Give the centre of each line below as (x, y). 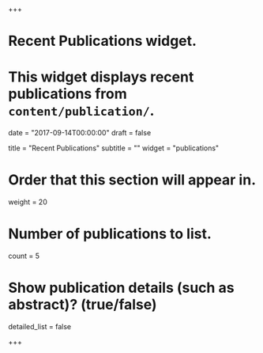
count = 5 (24, 256)
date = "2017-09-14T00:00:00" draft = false (80, 133)
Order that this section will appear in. (132, 180)
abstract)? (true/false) (83, 305)
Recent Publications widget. (103, 41)
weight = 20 (28, 202)
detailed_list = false (40, 326)
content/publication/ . (81, 111)
